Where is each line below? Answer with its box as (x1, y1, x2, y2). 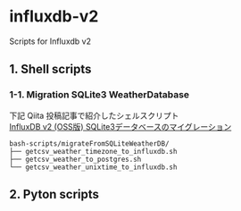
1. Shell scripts (9, 62, 92, 77)
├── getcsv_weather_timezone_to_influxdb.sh (9, 147, 178, 156)
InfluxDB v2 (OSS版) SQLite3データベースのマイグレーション (9, 121, 232, 131)
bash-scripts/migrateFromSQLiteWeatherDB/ (9, 139, 170, 148)
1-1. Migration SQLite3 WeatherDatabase (9, 89, 190, 101)
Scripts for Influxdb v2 (9, 36, 92, 46)
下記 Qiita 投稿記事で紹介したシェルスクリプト (9, 110, 179, 121)
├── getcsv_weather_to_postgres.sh (9, 155, 142, 164)
